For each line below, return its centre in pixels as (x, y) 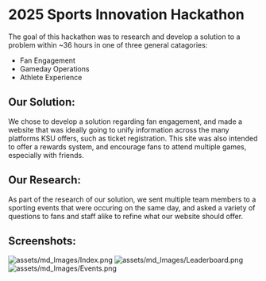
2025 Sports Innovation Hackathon (126, 15)
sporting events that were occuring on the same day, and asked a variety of (132, 207)
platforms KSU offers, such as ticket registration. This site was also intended (133, 138)
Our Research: (44, 180)
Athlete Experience (51, 77)
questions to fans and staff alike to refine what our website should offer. (126, 216)
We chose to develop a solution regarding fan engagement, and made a (125, 121)
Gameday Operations (54, 68)
